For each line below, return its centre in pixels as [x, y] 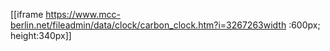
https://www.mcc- [83, 14]
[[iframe [27, 14]
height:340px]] [41, 35]
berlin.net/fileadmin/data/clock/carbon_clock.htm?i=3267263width [148, 25]
